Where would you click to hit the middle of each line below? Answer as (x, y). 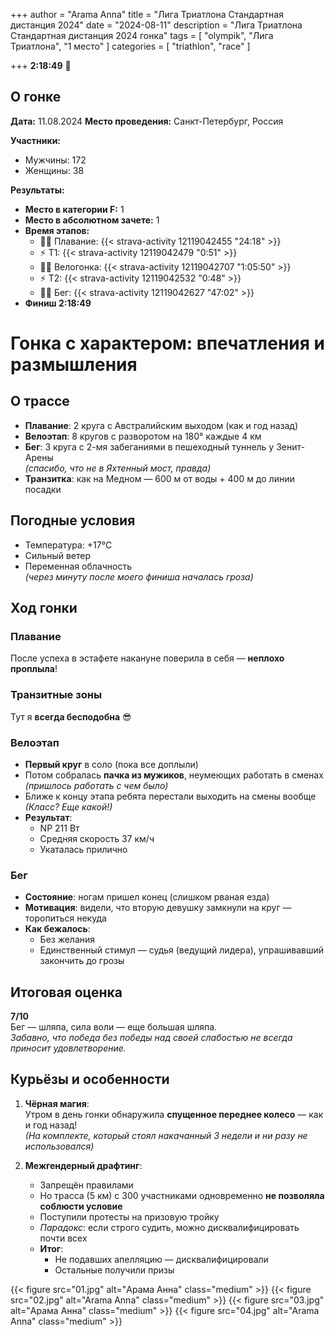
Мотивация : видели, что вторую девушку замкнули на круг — (158, 908)
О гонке (36, 97)
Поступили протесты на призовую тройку (129, 1216)
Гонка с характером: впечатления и (167, 343)
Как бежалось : (57, 929)
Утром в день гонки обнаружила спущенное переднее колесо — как (174, 1114)
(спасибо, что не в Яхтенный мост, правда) (118, 468)
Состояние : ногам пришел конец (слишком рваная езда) (147, 897)
